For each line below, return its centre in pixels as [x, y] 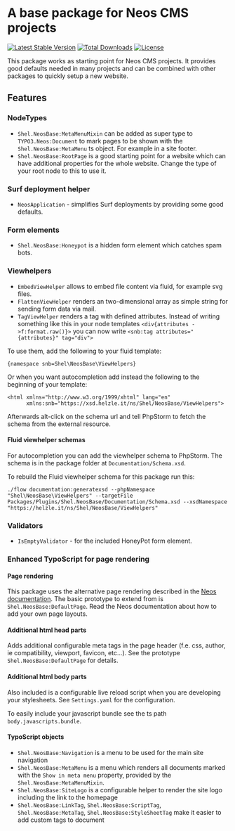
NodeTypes [27, 118]
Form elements [33, 230]
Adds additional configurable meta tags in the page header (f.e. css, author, [116, 645]
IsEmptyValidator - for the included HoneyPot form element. [105, 541]
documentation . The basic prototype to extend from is [85, 599]
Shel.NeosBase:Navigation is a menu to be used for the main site [110, 752]
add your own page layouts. [47, 614]
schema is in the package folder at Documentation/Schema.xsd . [96, 463]
